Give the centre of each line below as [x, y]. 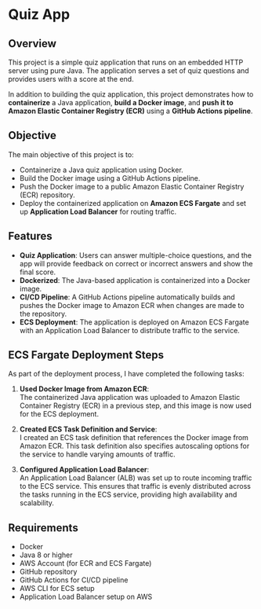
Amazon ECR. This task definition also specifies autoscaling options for [134, 446]
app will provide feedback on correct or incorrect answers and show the [136, 263]
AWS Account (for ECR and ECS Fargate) [85, 563]
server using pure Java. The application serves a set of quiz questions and [129, 71]
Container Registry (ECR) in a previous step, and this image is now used [136, 405]
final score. [38, 272]
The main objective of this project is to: [71, 154]
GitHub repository [48, 572]
